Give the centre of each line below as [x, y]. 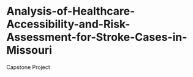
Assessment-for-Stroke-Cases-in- [97, 37]
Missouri [29, 50]
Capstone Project [28, 67]
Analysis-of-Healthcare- [71, 11]
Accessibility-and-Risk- [68, 24]
